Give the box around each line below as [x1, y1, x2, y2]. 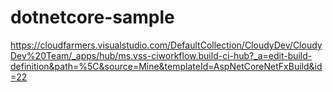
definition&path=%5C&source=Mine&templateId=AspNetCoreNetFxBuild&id [10, 60, 323, 72]
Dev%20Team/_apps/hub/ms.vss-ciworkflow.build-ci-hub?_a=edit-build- [10, 49, 313, 61]
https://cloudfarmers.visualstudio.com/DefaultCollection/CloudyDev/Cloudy [10, 39, 323, 51]
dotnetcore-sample [10, 6, 175, 29]
